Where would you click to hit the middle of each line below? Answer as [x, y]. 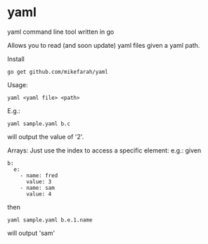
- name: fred [39, 175]
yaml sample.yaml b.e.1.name [50, 220]
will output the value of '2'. [46, 136]
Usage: [18, 84]
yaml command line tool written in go [61, 32]
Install [16, 59]
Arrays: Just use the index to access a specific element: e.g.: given [104, 150]
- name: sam [37, 188]
